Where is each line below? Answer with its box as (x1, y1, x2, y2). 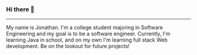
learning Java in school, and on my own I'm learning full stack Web (6, 36, 168, 43)
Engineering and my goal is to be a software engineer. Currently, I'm (6, 30, 171, 37)
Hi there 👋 (6, 5, 35, 13)
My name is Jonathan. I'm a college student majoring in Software (6, 24, 163, 31)
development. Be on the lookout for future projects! (6, 43, 130, 50)
